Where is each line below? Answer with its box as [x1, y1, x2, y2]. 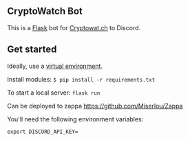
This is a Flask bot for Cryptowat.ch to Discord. [7, 23, 141, 32]
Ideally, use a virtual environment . [7, 62, 103, 70]
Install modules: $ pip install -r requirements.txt [7, 75, 156, 83]
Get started [7, 44, 57, 56]
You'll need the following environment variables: [7, 115, 144, 123]
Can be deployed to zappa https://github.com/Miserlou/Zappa [7, 102, 183, 110]
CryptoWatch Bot [7, 5, 83, 17]
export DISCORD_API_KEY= [7, 128, 78, 135]
